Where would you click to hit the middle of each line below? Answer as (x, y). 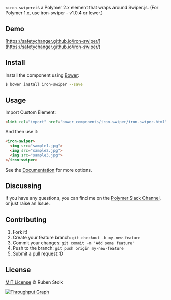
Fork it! (20, 232)
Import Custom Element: (31, 112)
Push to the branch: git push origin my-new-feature (68, 248)
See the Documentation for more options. (49, 170)
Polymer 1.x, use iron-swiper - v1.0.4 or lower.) (54, 13)
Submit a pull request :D (38, 254)
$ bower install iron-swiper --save (44, 84)
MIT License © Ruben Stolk (34, 282)
